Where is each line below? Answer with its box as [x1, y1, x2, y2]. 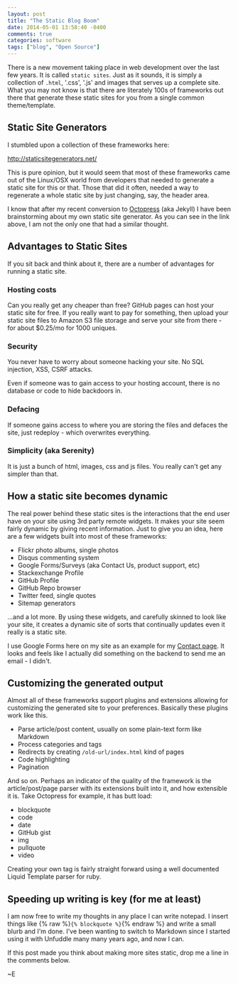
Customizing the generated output [7, 678, 163, 690]
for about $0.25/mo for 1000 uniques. [7, 323, 117, 332]
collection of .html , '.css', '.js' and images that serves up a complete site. [7, 78, 220, 86]
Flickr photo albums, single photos [17, 546, 119, 554]
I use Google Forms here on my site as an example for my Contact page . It [7, 641, 225, 650]
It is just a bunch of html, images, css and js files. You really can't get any [7, 462, 222, 470]
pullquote [17, 844, 46, 852]
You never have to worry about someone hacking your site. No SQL [7, 358, 205, 366]
